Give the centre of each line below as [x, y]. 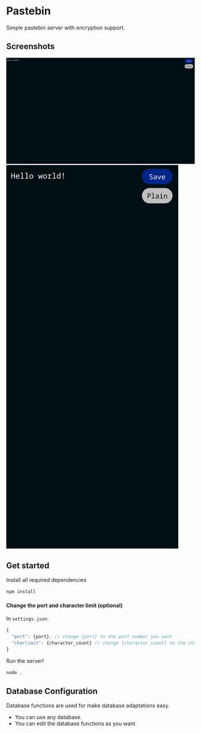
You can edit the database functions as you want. [76, 723]
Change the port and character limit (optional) [64, 605]
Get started [28, 565]
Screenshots [31, 46]
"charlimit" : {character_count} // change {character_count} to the [99, 643]
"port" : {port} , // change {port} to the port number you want [92, 637]
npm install [21, 592]
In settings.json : [28, 618]
